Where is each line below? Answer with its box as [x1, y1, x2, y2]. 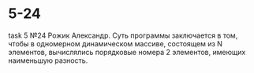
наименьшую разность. [8, 56, 88, 65]
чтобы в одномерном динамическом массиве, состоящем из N [8, 38, 223, 48]
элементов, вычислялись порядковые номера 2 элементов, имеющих [8, 47, 246, 57]
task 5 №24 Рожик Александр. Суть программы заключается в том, [8, 31, 238, 40]
